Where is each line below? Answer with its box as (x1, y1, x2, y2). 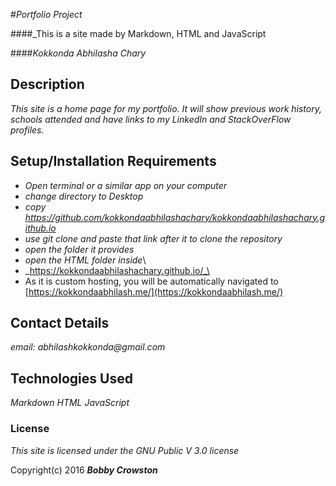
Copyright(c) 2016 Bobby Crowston (10, 464, 158, 476)
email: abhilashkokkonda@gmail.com (10, 341, 166, 353)
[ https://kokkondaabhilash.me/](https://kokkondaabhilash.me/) (24, 285, 284, 298)
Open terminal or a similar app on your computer (24, 179, 228, 191)
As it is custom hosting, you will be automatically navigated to (24, 275, 279, 287)
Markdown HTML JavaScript (10, 397, 130, 409)
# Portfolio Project (10, 9, 83, 20)
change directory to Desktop (24, 190, 144, 202)
